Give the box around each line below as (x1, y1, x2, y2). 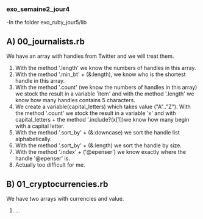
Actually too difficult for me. (15, 161, 85, 169)
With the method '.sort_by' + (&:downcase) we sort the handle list (15, 129, 180, 136)
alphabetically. (15, 136, 52, 143)
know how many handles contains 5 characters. (15, 97, 135, 104)
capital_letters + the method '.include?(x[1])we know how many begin (15, 116, 190, 123)
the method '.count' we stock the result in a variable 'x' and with (15, 109, 176, 117)
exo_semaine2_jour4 (6, 5, 70, 13)
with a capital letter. (15, 122, 65, 130)
